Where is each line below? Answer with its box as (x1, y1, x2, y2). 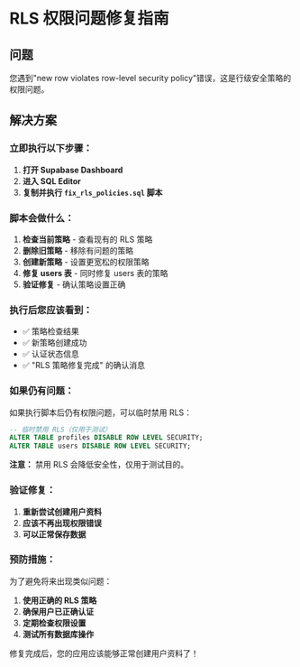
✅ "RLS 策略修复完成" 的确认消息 (22, 360, 146, 371)
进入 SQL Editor (22, 175, 81, 186)
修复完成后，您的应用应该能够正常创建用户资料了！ (9, 647, 199, 659)
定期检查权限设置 (22, 617, 86, 628)
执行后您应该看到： (9, 303, 93, 316)
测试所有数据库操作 (22, 628, 95, 639)
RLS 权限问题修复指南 (9, 8, 169, 29)
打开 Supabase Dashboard (22, 164, 123, 175)
